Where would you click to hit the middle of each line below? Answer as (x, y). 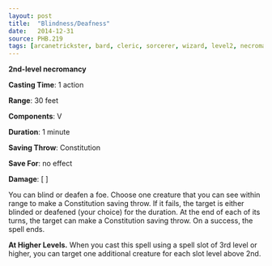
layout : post (30, 16)
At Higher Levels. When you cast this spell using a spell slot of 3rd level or (133, 245)
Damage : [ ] (28, 179)
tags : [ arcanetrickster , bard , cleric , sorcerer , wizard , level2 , (123, 46)
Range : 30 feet (34, 101)
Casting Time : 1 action (46, 85)
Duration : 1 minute (39, 132)
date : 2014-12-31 (41, 31)
